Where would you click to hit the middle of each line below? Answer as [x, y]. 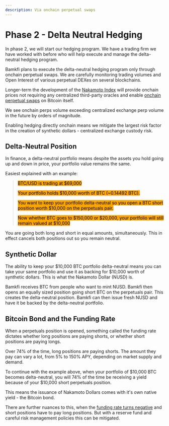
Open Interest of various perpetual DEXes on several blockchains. [73, 80]
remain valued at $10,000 [44, 223]
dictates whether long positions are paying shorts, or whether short [75, 336]
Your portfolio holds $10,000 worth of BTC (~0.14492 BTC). [78, 193]
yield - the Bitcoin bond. [30, 398]
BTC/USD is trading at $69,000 [50, 183]
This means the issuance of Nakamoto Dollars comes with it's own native [81, 392]
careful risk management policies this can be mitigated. [63, 418]
